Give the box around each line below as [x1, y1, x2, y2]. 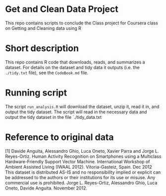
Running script [5, 87, 67, 98]
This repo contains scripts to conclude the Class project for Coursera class [5, 20, 159, 26]
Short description [5, 43, 79, 54]
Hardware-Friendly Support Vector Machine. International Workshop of [5, 158, 150, 165]
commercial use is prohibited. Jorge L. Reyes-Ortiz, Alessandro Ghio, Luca [5, 180, 158, 186]
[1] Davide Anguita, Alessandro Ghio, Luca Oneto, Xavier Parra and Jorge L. [5, 148, 159, 154]
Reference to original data [5, 132, 114, 143]
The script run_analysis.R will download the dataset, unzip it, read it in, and [5, 103, 160, 109]
